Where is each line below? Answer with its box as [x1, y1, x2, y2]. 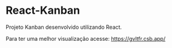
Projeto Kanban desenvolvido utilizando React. [5, 23, 122, 31]
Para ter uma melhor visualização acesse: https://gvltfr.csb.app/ [5, 35, 166, 42]
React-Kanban [5, 4, 81, 17]
